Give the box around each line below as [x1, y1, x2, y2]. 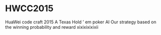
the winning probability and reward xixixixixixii [5, 24, 98, 30]
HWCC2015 [5, 3, 54, 14]
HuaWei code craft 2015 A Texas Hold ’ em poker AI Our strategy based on [5, 19, 157, 25]
